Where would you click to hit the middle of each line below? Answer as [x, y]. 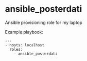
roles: [16, 49]
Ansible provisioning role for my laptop [44, 22]
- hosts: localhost [25, 45]
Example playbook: [24, 32]
